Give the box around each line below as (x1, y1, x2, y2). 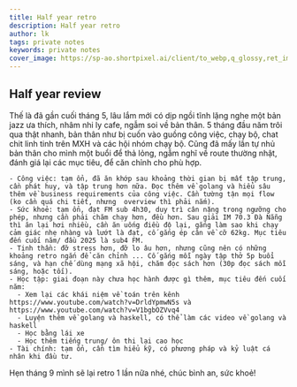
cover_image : (9, 54, 57, 63)
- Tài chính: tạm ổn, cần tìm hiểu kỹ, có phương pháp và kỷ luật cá (9, 344, 271, 353)
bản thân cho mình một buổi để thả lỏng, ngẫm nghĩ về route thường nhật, (9, 148, 278, 158)
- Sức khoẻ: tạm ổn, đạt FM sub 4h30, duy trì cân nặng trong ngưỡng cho (9, 205, 287, 214)
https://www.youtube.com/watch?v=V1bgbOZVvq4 (9, 306, 179, 315)
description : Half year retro (9, 21, 121, 30)
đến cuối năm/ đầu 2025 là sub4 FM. (9, 236, 144, 245)
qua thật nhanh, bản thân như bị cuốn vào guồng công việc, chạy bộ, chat (9, 129, 278, 140)
